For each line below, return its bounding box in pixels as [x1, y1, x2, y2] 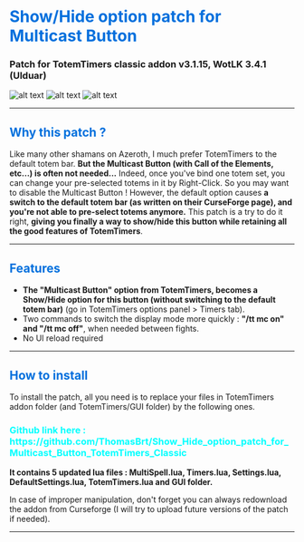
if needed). [9, 514, 51, 525]
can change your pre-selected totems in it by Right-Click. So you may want [9, 178, 290, 189]
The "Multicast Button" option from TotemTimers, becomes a [22, 285, 258, 295]
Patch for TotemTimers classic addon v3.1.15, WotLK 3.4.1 [9, 58, 267, 71]
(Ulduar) [9, 70, 47, 82]
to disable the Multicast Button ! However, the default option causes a [9, 188, 269, 198]
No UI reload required [22, 333, 104, 344]
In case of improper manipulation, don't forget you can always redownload [9, 494, 288, 505]
